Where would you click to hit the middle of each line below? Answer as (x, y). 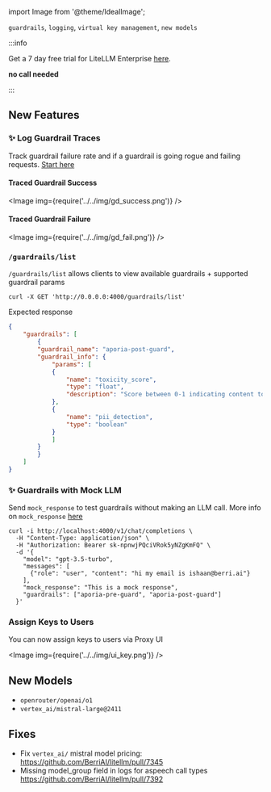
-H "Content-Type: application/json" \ (83, 538)
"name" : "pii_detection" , (109, 417)
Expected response (41, 312)
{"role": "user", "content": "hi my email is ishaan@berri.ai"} (140, 574)
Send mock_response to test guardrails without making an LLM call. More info (135, 508)
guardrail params (37, 283)
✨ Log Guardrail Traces (54, 138)
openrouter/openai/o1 (56, 701)
